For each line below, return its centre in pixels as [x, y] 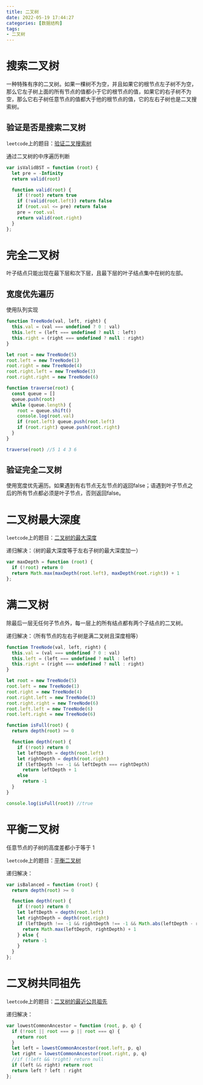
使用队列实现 [22, 310]
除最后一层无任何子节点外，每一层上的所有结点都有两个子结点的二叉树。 [96, 623]
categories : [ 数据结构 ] [34, 23]
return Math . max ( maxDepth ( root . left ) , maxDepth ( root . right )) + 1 [96, 573]
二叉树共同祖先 [43, 984]
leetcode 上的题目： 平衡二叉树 [44, 860]
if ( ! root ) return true [47, 195]
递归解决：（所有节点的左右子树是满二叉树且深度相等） [74, 636]
